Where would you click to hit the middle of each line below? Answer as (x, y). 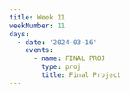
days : (19, 34)
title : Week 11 (37, 17)
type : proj (61, 67)
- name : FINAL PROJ (69, 58)
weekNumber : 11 (37, 26)
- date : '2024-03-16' (57, 42)
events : (39, 50)
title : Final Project (81, 75)
